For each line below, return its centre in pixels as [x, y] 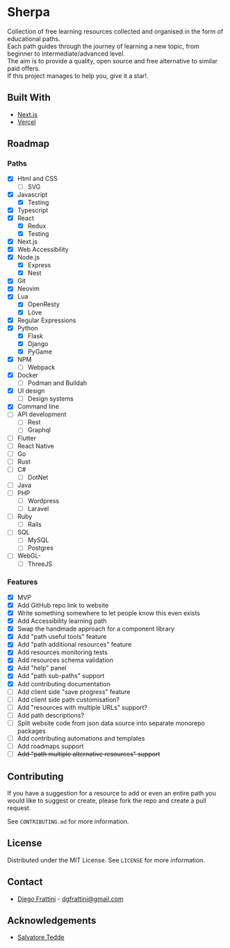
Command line [38, 406]
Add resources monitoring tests [62, 652]
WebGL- [29, 556]
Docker [28, 375]
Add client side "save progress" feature [74, 692]
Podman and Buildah [57, 383]
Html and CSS [37, 179]
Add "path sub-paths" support [61, 676]
